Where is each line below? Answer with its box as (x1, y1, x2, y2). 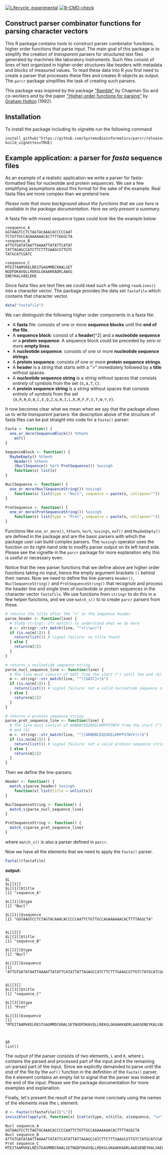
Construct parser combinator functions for (5, 19, 141, 28)
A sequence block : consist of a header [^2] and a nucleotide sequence (12, 332, 160, 338)
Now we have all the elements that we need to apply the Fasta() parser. (5, 848, 153, 854)
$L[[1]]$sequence (5, 912, 41, 917)
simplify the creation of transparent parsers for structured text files (5, 51, 143, 57)
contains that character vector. (5, 293, 68, 299)
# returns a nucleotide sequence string (5, 663, 91, 668)
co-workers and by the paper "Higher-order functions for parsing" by (5, 93, 148, 99)
